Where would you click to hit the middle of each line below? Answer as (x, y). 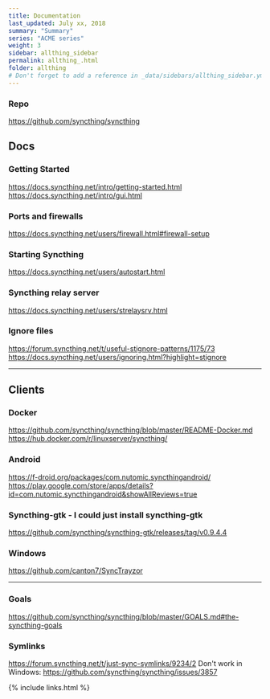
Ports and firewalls (46, 216)
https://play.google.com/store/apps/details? (81, 485)
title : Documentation (45, 16)
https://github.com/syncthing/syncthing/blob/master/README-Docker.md (131, 430)
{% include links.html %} (49, 687)
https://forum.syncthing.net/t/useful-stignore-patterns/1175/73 (112, 348)
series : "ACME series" (46, 38)
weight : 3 (25, 46)
